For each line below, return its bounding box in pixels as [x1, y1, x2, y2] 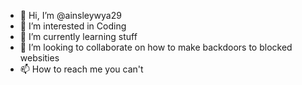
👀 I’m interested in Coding [19, 20, 127, 32]
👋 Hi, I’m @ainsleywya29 [19, 10, 122, 21]
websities [19, 52, 60, 64]
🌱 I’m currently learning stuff [19, 31, 138, 42]
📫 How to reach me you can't [19, 63, 144, 75]
